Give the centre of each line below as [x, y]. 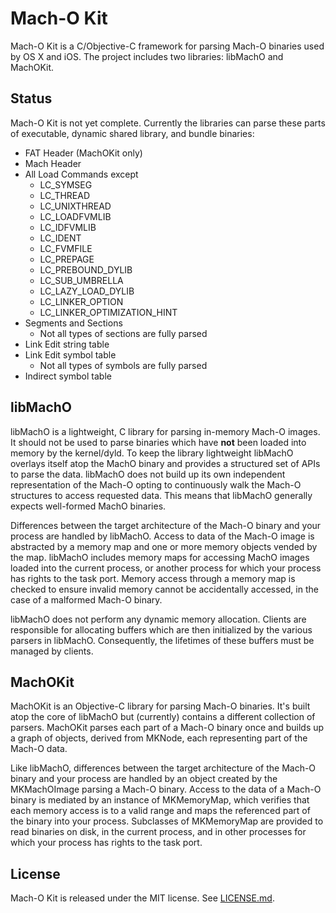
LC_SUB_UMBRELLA [81, 280]
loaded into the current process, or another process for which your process [166, 568]
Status [31, 98]
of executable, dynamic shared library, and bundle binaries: [132, 133]
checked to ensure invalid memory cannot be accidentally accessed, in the [164, 589]
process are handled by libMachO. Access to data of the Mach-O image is [162, 536]
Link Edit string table [67, 344]
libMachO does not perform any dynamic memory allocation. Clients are [158, 619]
